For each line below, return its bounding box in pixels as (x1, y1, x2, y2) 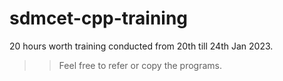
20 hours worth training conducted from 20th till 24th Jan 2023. (9, 40, 274, 52)
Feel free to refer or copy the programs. (58, 59, 223, 71)
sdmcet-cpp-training (9, 7, 189, 30)
